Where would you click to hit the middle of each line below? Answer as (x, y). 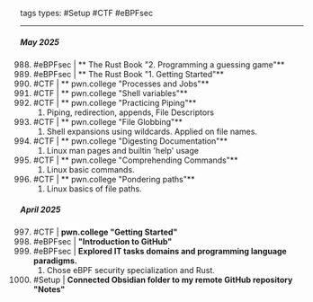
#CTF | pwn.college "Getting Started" (105, 232)
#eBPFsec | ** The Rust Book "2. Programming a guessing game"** (159, 64)
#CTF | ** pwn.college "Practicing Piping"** (115, 102)
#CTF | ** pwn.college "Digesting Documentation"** (130, 141)
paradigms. (55, 261)
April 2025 (40, 209)
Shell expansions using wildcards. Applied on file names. (152, 131)
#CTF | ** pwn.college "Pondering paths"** (114, 179)
